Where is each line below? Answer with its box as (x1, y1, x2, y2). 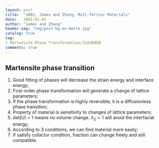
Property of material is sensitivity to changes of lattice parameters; (12, 109, 152, 115)
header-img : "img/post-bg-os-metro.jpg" (5, 26, 92, 31)
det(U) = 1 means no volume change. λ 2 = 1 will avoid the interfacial (12, 115, 154, 122)
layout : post (5, 7, 33, 13)
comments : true (5, 45, 37, 50)
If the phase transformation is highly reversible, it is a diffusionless (12, 98, 151, 105)
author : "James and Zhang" (5, 21, 62, 27)
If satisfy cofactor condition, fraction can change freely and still (12, 132, 145, 138)
